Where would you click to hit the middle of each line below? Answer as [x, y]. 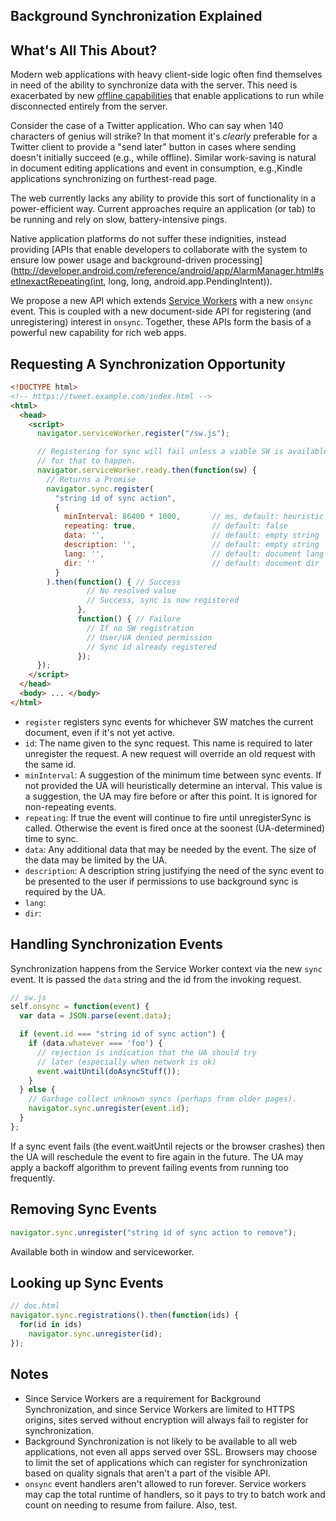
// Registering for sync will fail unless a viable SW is [160, 452]
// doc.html [35, 1306]
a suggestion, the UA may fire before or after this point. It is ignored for [171, 796]
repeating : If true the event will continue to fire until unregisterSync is [168, 817]
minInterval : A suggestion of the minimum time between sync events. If [173, 775]
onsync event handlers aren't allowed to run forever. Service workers [165, 1483]
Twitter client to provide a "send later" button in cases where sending [153, 147]
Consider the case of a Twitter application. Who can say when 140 [147, 126]
